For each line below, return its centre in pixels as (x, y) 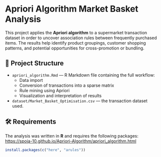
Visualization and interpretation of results (60, 95)
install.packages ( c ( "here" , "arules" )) (45, 150)
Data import (31, 80)
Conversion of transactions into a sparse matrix (67, 85)
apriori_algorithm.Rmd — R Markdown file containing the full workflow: (83, 75)
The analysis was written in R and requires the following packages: (72, 136)
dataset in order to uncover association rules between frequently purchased (81, 38)
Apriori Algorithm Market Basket (72, 9)
